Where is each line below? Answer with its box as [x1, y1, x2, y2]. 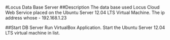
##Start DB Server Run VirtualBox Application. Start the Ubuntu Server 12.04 [5, 24, 165, 30]
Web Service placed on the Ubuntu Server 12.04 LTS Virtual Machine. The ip [5, 9, 165, 15]
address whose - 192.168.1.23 [5, 15, 67, 20]
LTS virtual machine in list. [5, 30, 60, 35]
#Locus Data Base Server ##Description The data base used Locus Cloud [5, 4, 160, 10]
